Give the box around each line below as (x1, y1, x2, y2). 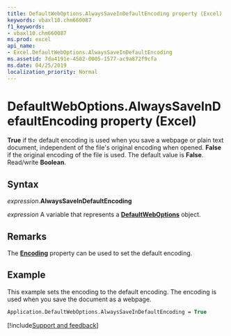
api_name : (7, 42, 36, 49)
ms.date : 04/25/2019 (7, 62, 67, 69)
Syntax (7, 178, 39, 190)
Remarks (7, 230, 47, 242)
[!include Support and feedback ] (7, 321, 99, 329)
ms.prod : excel (7, 36, 51, 43)
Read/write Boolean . (7, 158, 66, 167)
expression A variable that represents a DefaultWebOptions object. (7, 210, 201, 219)
